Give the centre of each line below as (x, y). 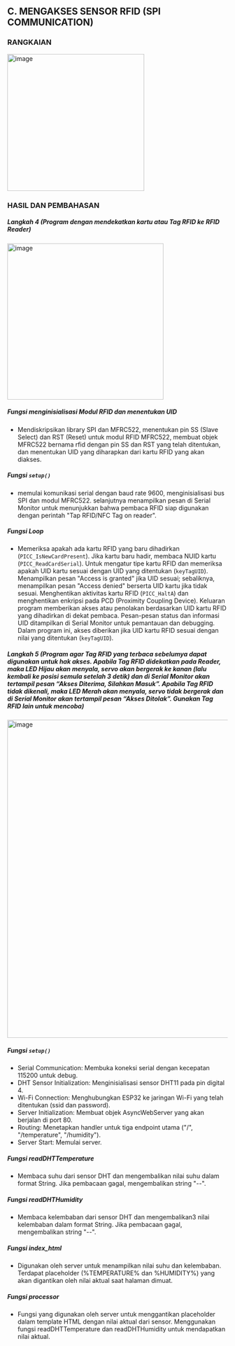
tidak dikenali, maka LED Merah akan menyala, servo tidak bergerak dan (115, 692)
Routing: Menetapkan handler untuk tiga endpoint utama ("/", (105, 1128)
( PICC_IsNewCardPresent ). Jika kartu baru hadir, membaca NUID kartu (117, 556)
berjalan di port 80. (45, 1120)
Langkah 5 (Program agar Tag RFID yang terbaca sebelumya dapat (107, 654)
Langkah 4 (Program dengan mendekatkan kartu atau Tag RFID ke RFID (114, 222)
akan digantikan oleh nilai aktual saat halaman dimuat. (95, 1281)
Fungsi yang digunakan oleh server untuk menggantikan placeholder (116, 1315)
